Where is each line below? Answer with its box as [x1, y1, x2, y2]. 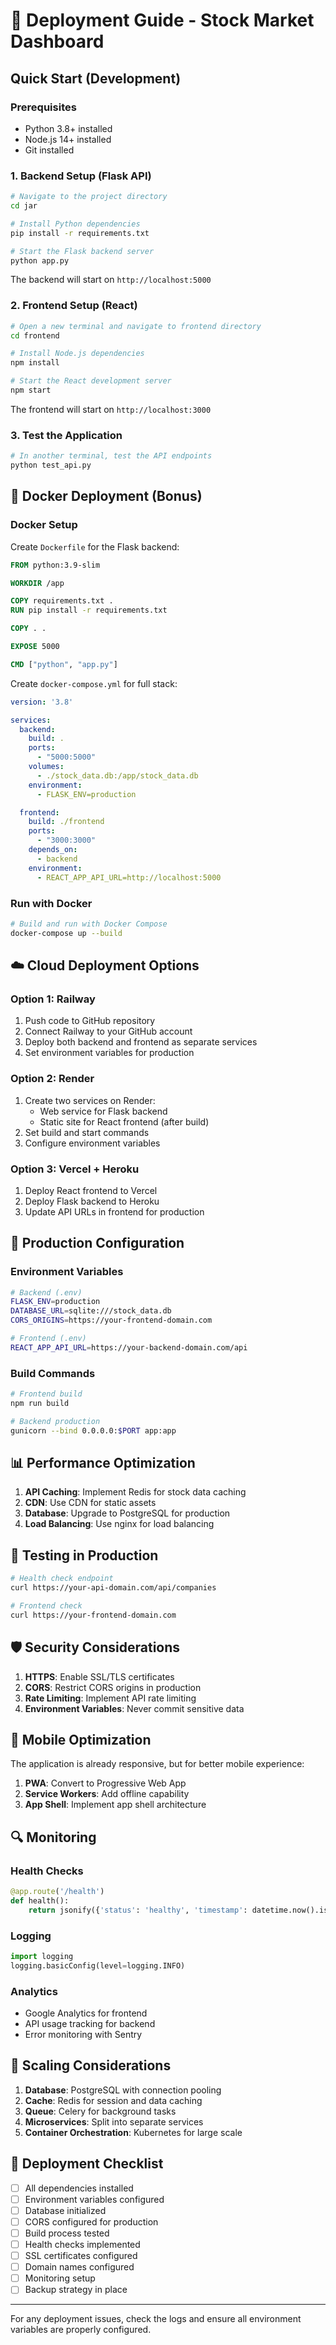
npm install [10, 358, 60, 368]
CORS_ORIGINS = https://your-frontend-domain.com [10, 1315, 213, 1326]
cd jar [10, 201, 38, 211]
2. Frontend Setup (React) [10, 299, 138, 313]
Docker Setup [10, 518, 78, 532]
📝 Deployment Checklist [10, 2155, 164, 2173]
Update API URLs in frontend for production [24, 1205, 205, 1218]
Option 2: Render [10, 1072, 95, 1086]
